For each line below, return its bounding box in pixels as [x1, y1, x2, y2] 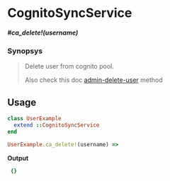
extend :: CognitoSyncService [13, 122, 100, 129]
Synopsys [7, 46, 43, 56]
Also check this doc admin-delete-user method [24, 76, 163, 84]
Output [7, 153, 29, 162]
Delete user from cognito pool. [24, 62, 115, 71]
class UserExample [7, 115, 62, 122]
